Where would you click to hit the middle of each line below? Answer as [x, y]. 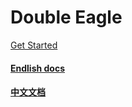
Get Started [34, 45]
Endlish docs [37, 68]
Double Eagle [66, 17]
